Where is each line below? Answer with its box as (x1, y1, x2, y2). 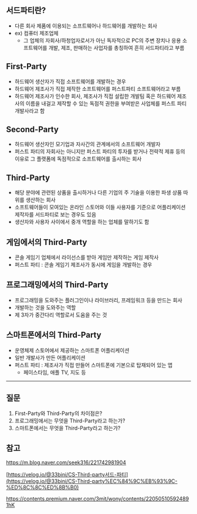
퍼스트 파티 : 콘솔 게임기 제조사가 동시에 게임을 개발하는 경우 (14, 261, 152, 268)
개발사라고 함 (14, 107, 45, 114)
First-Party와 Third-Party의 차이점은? (14, 410, 103, 417)
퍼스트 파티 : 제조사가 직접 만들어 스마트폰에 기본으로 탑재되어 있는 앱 (14, 361, 173, 368)
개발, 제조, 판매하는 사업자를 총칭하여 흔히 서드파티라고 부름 (48, 44, 185, 51)
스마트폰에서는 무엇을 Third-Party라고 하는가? (14, 424, 121, 431)
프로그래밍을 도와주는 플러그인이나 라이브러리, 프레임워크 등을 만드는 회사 (14, 297, 183, 304)
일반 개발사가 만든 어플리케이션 (14, 354, 86, 361)
